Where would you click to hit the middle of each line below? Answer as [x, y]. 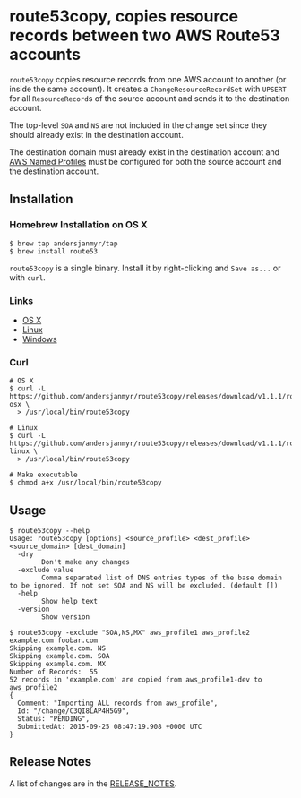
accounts [45, 55]
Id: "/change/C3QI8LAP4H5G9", [73, 711]
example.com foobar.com [54, 641]
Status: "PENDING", [54, 719]
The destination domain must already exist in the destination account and [145, 152]
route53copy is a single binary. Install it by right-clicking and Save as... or [145, 268]
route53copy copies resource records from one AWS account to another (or [148, 79]
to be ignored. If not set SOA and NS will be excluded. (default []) [144, 586]
